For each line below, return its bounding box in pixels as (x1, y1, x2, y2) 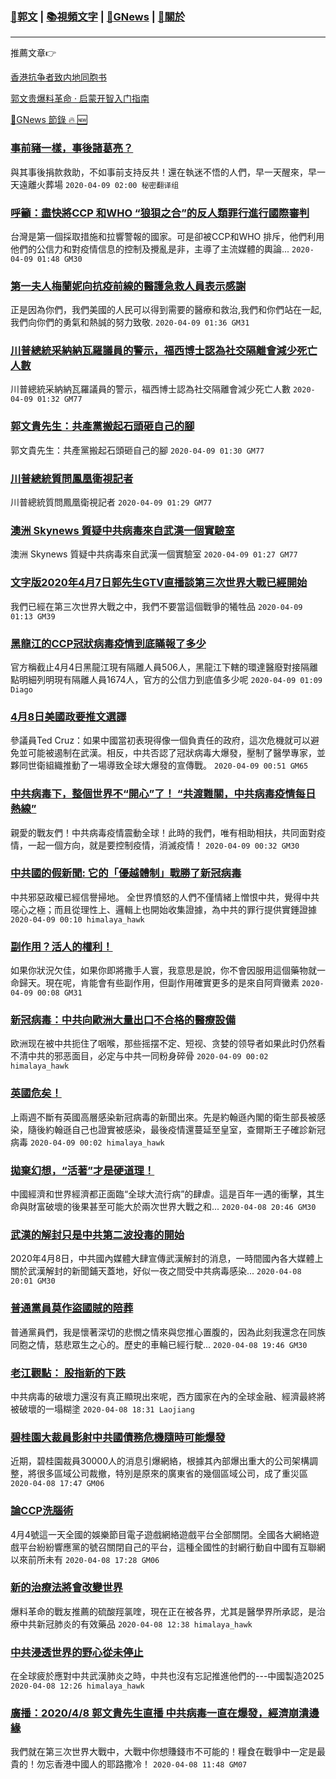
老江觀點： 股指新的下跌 (10, 1366, 126, 1380)
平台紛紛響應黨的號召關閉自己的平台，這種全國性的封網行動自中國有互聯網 (18, 1541, 326, 1553)
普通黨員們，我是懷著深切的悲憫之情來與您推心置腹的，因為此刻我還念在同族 (10, 1326, 326, 1338)
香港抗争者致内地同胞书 (10, 71, 107, 83)
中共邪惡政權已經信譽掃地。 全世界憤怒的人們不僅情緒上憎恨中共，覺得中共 (10, 891, 320, 903)
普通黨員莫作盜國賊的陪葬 (10, 1301, 134, 1315)
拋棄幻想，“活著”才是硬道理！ (10, 1163, 155, 1177)
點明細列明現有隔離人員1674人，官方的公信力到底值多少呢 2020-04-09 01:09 (10, 673, 323, 685)
